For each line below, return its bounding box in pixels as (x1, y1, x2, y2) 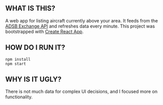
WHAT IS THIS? (5, 4, 56, 13)
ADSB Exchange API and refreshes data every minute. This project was (5, 23, 155, 29)
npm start (5, 61, 27, 66)
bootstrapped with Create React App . (5, 28, 84, 35)
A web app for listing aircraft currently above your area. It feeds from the (5, 17, 158, 23)
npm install (5, 57, 31, 62)
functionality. (5, 94, 33, 100)
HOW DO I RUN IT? (5, 43, 65, 52)
